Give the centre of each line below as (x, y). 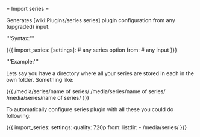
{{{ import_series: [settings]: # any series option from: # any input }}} (92, 50)
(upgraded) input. (28, 27)
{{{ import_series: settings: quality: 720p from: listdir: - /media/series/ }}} (97, 127)
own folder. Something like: (40, 80)
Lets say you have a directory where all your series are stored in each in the (100, 73)
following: (18, 116)
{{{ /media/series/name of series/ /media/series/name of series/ (86, 91)
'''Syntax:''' (20, 38)
